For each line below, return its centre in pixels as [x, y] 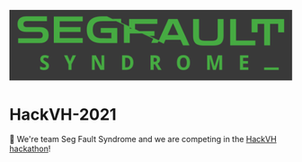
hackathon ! [30, 148]
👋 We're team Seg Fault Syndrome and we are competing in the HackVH [143, 139]
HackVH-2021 [63, 114]
